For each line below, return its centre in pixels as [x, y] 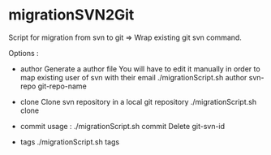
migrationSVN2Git [71, 15]
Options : [24, 53]
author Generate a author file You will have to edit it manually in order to [140, 69]
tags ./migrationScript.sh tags [70, 142]
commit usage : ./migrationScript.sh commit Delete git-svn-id [123, 126]
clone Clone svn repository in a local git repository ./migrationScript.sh [138, 101]
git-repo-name [62, 86]
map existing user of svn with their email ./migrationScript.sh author [133, 77]
